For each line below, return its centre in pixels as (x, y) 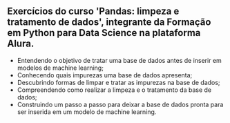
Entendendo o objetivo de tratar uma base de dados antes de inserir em (119, 60)
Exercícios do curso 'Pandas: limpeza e (93, 11)
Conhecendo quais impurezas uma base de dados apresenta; (105, 75)
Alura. (21, 44)
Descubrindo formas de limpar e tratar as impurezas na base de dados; (118, 82)
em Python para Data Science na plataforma (104, 33)
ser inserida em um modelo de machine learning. (87, 112)
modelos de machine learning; (60, 68)
